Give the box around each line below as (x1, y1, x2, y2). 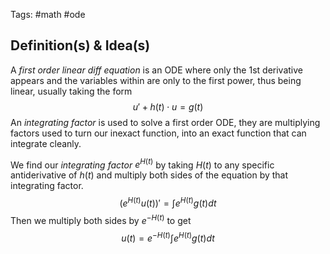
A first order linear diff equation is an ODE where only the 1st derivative (10, 64, 303, 76)
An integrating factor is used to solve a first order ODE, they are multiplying (10, 116, 321, 128)
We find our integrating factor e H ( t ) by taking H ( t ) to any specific (10, 157, 275, 171)
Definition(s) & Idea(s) (10, 37, 151, 54)
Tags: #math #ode (10, 9, 86, 20)
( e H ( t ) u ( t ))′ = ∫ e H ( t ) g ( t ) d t (119, 195, 217, 209)
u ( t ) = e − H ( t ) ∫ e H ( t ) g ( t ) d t (121, 230, 215, 244)
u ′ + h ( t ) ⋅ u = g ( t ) (132, 100, 204, 113)
